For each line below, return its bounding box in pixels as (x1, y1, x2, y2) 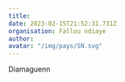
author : (8, 34, 35, 43)
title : (8, 11, 31, 20)
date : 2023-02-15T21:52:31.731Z (8, 19, 117, 28)
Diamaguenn (8, 64, 51, 74)
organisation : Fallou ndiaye (8, 27, 106, 35)
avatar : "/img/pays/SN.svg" (8, 42, 103, 50)
